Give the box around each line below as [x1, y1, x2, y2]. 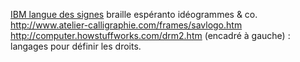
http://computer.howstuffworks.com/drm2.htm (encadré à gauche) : [10, 30, 291, 41]
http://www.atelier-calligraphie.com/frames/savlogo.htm [10, 19, 243, 31]
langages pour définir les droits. [10, 40, 142, 52]
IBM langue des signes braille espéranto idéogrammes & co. [10, 9, 258, 20]
